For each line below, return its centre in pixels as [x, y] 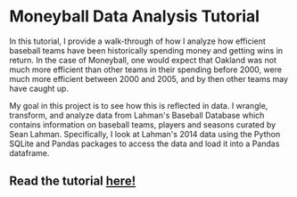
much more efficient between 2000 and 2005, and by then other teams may [148, 78]
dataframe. [29, 152]
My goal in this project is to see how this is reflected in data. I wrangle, [139, 105]
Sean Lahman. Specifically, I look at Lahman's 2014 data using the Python [145, 134]
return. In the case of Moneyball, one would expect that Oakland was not [143, 60]
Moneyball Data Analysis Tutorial [135, 16]
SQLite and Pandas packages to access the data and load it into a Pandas [144, 144]
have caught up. [39, 88]
